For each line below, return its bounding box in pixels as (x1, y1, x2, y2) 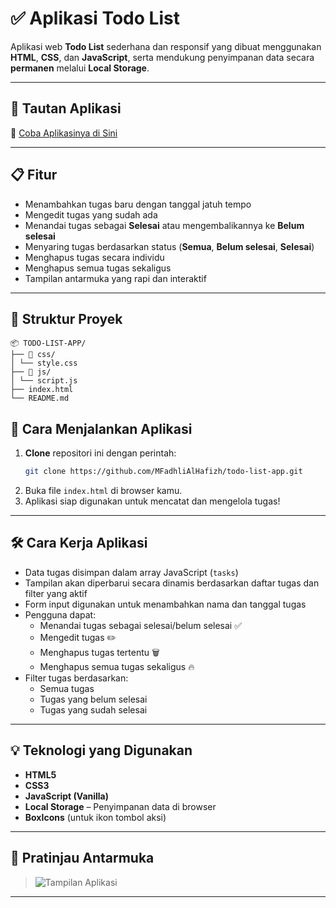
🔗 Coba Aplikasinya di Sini (10, 127, 118, 139)
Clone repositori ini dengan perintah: (24, 447, 177, 459)
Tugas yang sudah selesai (39, 703, 148, 716)
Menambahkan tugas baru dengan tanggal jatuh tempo (24, 198, 252, 210)
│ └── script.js (10, 376, 78, 386)
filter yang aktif (24, 587, 88, 599)
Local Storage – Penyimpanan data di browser (24, 800, 217, 812)
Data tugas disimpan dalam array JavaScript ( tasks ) (24, 566, 239, 578)
